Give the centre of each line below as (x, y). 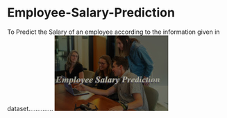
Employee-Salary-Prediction (91, 13)
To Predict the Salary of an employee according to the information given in (113, 32)
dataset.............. (30, 108)
